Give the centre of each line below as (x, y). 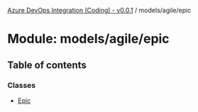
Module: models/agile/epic (88, 39)
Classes (22, 85)
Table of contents (47, 65)
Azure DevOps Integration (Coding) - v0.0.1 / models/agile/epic (99, 10)
